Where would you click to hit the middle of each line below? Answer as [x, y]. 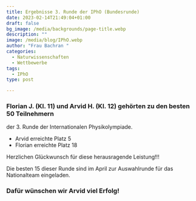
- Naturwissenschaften [40, 57]
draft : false [23, 23]
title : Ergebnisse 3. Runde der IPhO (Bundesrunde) [73, 12]
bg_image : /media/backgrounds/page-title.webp [66, 29]
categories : [21, 52]
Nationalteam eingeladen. [39, 175]
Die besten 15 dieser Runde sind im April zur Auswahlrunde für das [90, 169]
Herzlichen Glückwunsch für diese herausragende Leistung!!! [83, 157]
